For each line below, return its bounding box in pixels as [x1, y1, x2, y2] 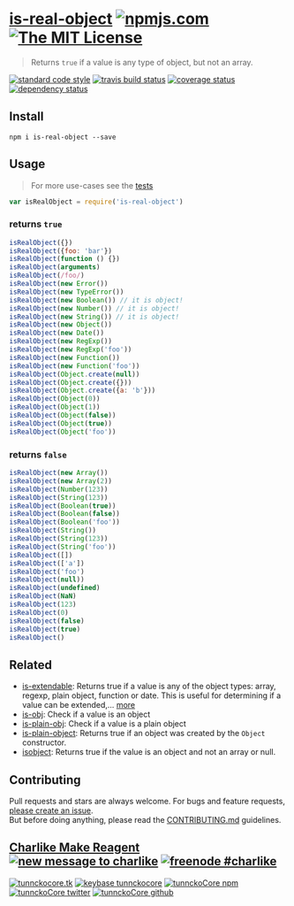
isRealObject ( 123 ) [9, 600, 77, 610]
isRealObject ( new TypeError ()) [9, 288, 124, 296]
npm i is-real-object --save [9, 133, 117, 142]
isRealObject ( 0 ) [9, 608, 69, 617]
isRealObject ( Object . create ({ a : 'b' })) [9, 386, 156, 395]
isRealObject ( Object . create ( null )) [9, 370, 140, 379]
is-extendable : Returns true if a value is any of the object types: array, [21, 681, 276, 692]
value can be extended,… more [21, 700, 135, 710]
